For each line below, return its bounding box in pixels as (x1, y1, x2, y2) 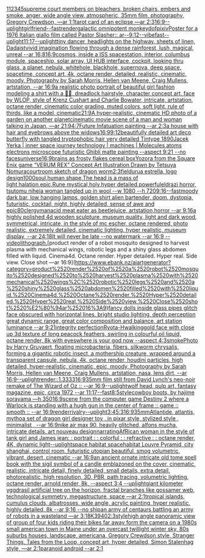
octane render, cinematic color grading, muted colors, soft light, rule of (6, 103, 184, 110)
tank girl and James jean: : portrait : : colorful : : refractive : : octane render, (6, 434, 195, 441)
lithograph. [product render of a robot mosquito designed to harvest (20, 239, 190, 247)
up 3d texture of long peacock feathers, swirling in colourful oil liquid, (6, 330, 181, 337)
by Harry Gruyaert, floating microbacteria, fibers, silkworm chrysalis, (6, 343, 179, 351)
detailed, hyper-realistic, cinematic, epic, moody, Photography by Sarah (6, 363, 187, 370)
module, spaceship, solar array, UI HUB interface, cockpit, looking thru (6, 58, 184, 64)
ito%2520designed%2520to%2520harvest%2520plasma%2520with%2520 (6, 272, 198, 279)
